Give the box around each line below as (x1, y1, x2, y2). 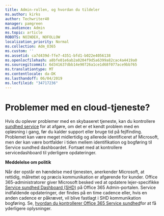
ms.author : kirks (5, 12, 41, 17)
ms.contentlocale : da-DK (5, 72, 56, 76)
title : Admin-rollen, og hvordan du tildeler (5, 7, 100, 12)
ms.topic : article (5, 30, 43, 35)
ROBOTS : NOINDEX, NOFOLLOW (5, 35, 60, 40)
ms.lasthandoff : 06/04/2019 (5, 76, 63, 81)
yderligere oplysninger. (5, 205, 52, 211)
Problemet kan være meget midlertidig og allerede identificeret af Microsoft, (5, 134, 159, 140)
